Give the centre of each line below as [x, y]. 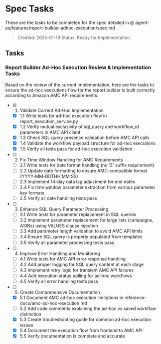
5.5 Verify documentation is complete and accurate [73, 336]
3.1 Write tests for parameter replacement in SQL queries [78, 214]
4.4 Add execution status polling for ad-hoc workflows [76, 275]
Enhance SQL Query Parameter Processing [64, 209]
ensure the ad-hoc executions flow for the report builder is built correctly [80, 90]
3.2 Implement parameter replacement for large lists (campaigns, [86, 220]
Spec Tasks [30, 9]
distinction [30, 314]
